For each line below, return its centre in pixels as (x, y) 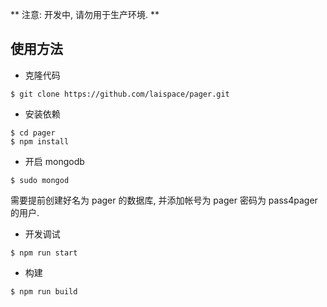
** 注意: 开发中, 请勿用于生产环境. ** (85, 14)
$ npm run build (44, 291)
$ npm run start (44, 253)
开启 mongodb (54, 161)
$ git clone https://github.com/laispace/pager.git (120, 94)
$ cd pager (33, 133)
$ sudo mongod (40, 180)
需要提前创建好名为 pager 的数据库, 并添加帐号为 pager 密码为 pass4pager (164, 200)
